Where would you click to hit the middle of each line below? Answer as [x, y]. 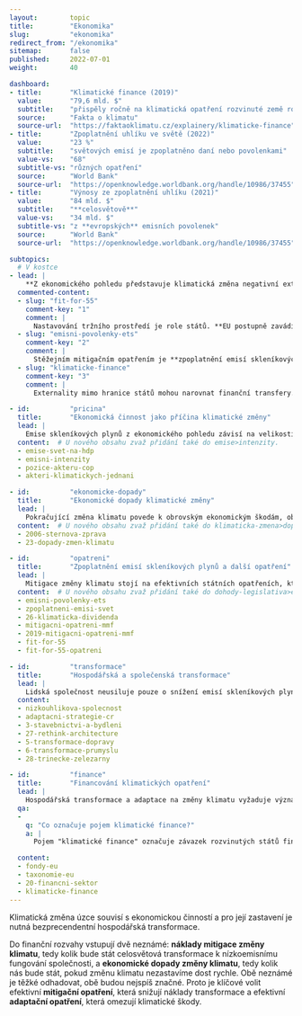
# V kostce [38, 267]
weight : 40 [44, 68]
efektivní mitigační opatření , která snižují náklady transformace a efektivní [147, 992]
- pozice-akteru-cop [56, 468]
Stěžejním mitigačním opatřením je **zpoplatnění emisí [140, 360]
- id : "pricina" [58, 409]
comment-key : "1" [58, 309]
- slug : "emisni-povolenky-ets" [78, 334]
